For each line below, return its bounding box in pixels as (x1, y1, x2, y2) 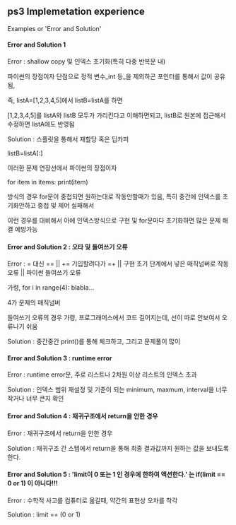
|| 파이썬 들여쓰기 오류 (20, 269, 81, 277)
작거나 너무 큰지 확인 (7, 394, 64, 403)
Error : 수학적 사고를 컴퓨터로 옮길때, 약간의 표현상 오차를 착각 (7, 496, 178, 505)
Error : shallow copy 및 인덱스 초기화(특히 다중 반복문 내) (7, 57, 166, 66)
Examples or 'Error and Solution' (7, 24, 102, 33)
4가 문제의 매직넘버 (7, 298, 61, 307)
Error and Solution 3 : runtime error (7, 353, 112, 362)
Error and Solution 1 (7, 40, 66, 49)
